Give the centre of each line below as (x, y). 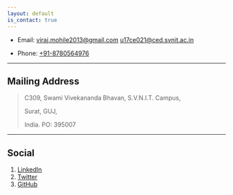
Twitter (27, 177)
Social (21, 153)
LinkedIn (29, 169)
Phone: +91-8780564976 (53, 53)
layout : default (31, 13)
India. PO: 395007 (50, 124)
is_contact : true (32, 20)
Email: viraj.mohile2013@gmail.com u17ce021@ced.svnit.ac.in (105, 39)
